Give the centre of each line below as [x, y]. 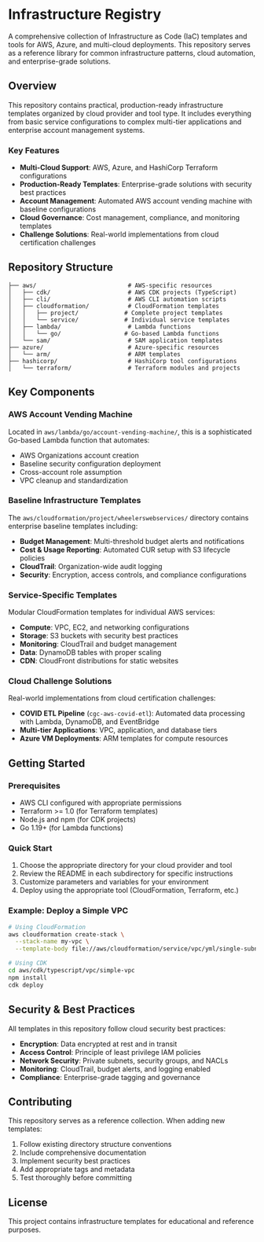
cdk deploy [26, 985]
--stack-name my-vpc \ [52, 942]
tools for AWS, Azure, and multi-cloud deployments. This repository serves [130, 44]
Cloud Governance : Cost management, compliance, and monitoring [130, 218]
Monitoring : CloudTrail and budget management [98, 644]
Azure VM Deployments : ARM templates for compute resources [124, 739]
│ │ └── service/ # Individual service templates [119, 320]
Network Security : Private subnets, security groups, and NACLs [124, 1060]
